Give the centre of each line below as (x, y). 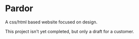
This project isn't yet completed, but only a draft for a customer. (69, 31)
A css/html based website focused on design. (51, 22)
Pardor (19, 9)
